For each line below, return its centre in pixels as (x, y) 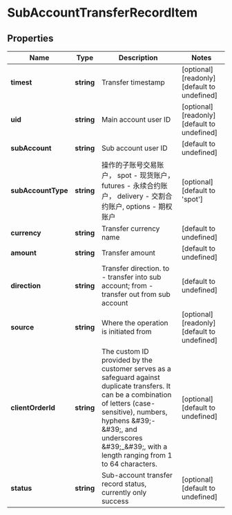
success (115, 501)
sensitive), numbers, (134, 412)
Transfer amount (128, 253)
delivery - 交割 (141, 196)
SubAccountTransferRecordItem (103, 13)
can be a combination (136, 395)
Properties (30, 38)
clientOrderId (33, 408)
